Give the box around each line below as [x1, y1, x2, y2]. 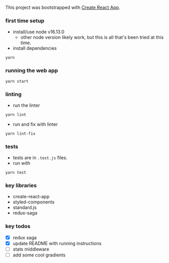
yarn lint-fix [5, 131, 36, 136]
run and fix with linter [12, 121, 58, 127]
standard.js [12, 204, 37, 211]
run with [12, 160, 31, 166]
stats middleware [12, 246, 50, 252]
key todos [5, 223, 31, 230]
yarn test [5, 170, 27, 175]
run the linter [12, 102, 40, 108]
